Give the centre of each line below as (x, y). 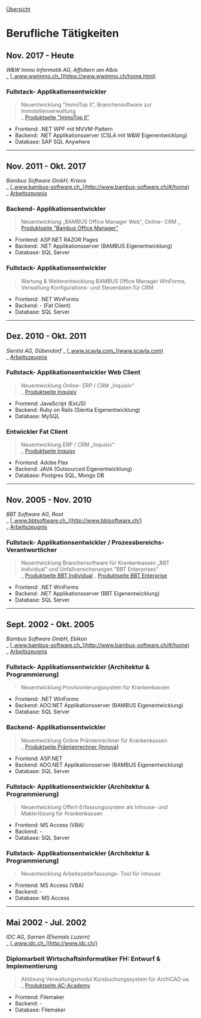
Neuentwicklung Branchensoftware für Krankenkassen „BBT (95, 563)
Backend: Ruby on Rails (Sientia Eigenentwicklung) (77, 409)
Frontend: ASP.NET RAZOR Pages (57, 240)
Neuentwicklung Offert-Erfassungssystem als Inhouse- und (94, 807)
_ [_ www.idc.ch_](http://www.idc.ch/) (52, 943)
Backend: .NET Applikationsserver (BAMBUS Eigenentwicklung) (93, 246)
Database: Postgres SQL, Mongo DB (60, 475)
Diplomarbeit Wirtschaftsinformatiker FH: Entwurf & (83, 959)
